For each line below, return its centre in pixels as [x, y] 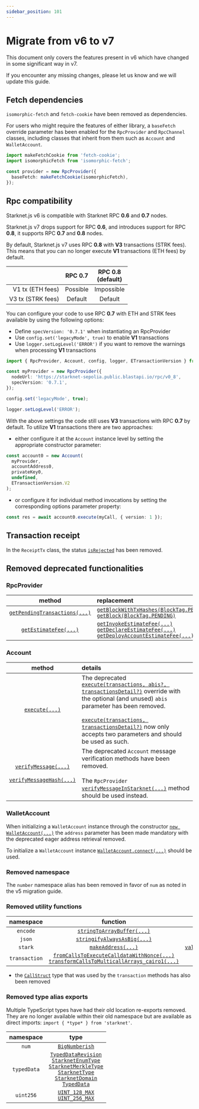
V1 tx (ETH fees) [36, 289]
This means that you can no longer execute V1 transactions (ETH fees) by [96, 251]
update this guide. [28, 81]
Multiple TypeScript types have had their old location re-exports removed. [96, 1010]
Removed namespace [38, 872]
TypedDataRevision [76, 1054]
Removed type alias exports [47, 997]
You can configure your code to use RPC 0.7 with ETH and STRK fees [91, 313]
